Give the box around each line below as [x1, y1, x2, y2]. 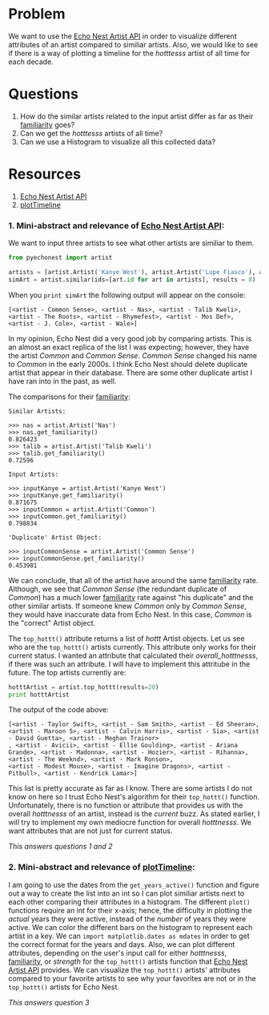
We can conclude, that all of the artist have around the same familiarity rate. [8, 575, 259, 585]
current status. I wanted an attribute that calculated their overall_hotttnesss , [8, 650, 259, 660]
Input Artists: [8, 470, 59, 478]
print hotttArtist [8, 691, 70, 699]
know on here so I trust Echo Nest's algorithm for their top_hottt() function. [8, 792, 260, 802]
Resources [8, 165, 82, 183]
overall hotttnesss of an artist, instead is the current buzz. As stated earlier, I [8, 809, 260, 819]
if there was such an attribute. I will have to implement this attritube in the [8, 659, 251, 669]
